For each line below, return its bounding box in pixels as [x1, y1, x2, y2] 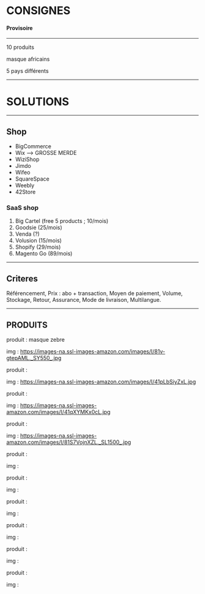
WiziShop [15, 156, 40, 163]
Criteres [6, 273, 38, 284]
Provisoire [6, 24, 33, 31]
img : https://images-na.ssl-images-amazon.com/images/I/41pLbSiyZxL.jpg [6, 378, 196, 386]
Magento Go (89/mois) [15, 250, 73, 257]
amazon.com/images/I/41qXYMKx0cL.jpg [6, 408, 111, 416]
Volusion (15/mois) [15, 237, 62, 244]
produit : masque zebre [6, 336, 65, 344]
